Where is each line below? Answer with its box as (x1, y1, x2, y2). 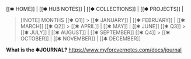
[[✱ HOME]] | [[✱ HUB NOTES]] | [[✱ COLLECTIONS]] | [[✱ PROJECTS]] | (6, 6, 184, 12)
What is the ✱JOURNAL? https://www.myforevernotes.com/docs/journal (6, 46, 182, 53)
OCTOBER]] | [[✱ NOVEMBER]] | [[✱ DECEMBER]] (20, 35, 141, 42)
